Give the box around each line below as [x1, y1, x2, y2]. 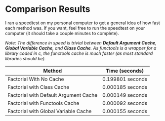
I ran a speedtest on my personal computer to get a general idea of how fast [5, 20, 161, 26]
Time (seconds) [106, 67, 144, 74]
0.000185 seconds [102, 83, 148, 90]
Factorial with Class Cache [7, 83, 70, 90]
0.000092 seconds [102, 100, 148, 107]
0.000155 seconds [102, 108, 148, 115]
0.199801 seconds [102, 76, 148, 82]
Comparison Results [5, 3, 90, 15]
